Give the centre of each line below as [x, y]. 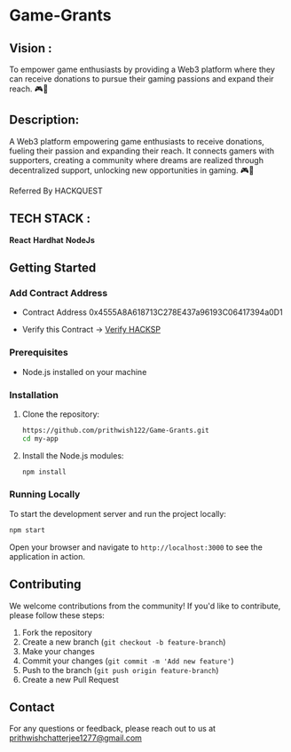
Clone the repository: [61, 414]
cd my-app [40, 439]
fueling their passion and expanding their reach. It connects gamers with [142, 151]
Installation [34, 395]
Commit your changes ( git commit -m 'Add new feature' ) [128, 661]
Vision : [31, 48]
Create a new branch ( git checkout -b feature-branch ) [124, 642]
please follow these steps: [57, 615]
